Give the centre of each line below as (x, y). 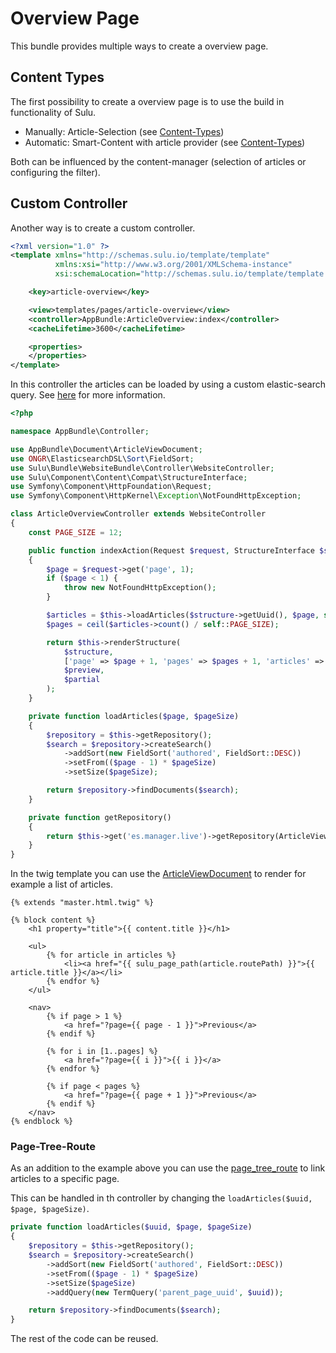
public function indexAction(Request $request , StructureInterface (171, 550)
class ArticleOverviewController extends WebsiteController (138, 514)
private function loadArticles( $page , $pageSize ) (134, 716)
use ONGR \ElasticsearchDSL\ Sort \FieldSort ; (102, 458)
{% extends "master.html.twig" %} (82, 903)
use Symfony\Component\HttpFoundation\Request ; (111, 487)
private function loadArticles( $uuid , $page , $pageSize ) (131, 1227)
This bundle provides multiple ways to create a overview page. (139, 46)
